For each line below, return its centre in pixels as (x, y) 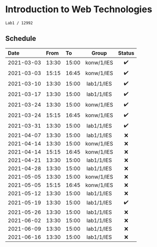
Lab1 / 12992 (19, 23)
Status (126, 53)
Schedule (21, 39)
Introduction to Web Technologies (79, 9)
